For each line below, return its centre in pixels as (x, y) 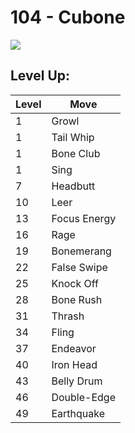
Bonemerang (81, 251)
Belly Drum (77, 381)
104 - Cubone (68, 17)
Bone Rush (77, 299)
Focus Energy (84, 218)
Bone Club (76, 153)
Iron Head (74, 364)
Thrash (68, 316)
